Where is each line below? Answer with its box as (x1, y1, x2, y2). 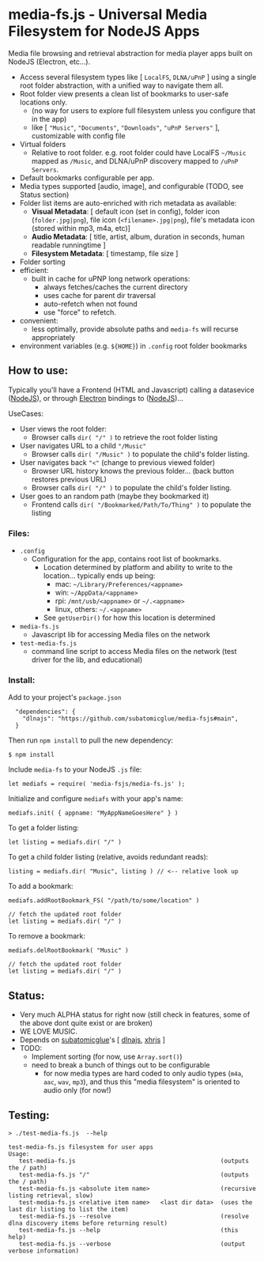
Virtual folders (19, 139, 66, 149)
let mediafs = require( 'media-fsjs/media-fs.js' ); (8, 780, 186, 788)
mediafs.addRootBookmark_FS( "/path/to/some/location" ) (8, 897, 200, 905)
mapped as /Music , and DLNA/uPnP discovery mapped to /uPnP (31, 156, 239, 165)
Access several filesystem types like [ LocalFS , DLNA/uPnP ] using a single (19, 72, 257, 81)
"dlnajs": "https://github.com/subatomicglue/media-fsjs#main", (22, 715, 239, 723)
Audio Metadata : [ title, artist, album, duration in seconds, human (31, 232, 245, 241)
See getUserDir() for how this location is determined (43, 613, 216, 622)
